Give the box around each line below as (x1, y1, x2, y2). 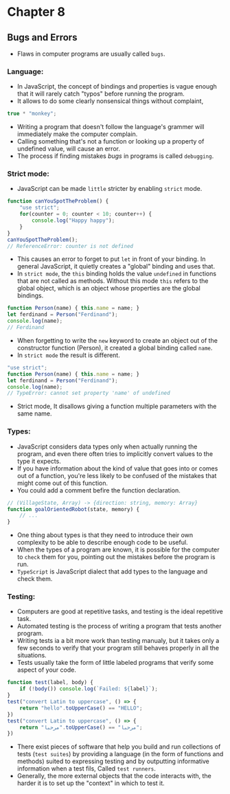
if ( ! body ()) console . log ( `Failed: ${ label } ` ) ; (19, 685, 158, 692)
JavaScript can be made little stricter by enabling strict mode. (16, 185, 203, 193)
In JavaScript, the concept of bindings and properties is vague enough (16, 82, 218, 91)
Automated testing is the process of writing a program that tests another (16, 622, 222, 631)
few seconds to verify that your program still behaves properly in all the (16, 644, 220, 653)
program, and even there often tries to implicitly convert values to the (16, 449, 214, 457)
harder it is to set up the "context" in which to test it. (16, 779, 165, 787)
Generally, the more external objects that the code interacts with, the (16, 772, 211, 780)
